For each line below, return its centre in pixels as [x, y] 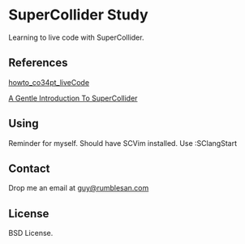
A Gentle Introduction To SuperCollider [73, 98]
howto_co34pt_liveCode [49, 82]
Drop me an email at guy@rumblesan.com [79, 188]
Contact [29, 168]
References [38, 63]
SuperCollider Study [78, 15]
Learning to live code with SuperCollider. [76, 37]
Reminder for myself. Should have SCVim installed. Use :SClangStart [123, 143]
